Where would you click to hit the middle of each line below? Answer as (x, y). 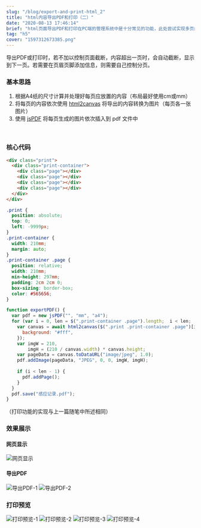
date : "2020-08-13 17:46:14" (42, 23)
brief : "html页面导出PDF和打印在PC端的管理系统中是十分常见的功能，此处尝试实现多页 (100, 28)
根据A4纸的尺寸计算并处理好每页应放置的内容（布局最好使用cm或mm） (103, 96)
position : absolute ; (37, 216)
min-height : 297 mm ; (36, 277)
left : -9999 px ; (31, 227)
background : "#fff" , (48, 332)
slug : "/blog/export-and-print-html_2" (56, 12)
